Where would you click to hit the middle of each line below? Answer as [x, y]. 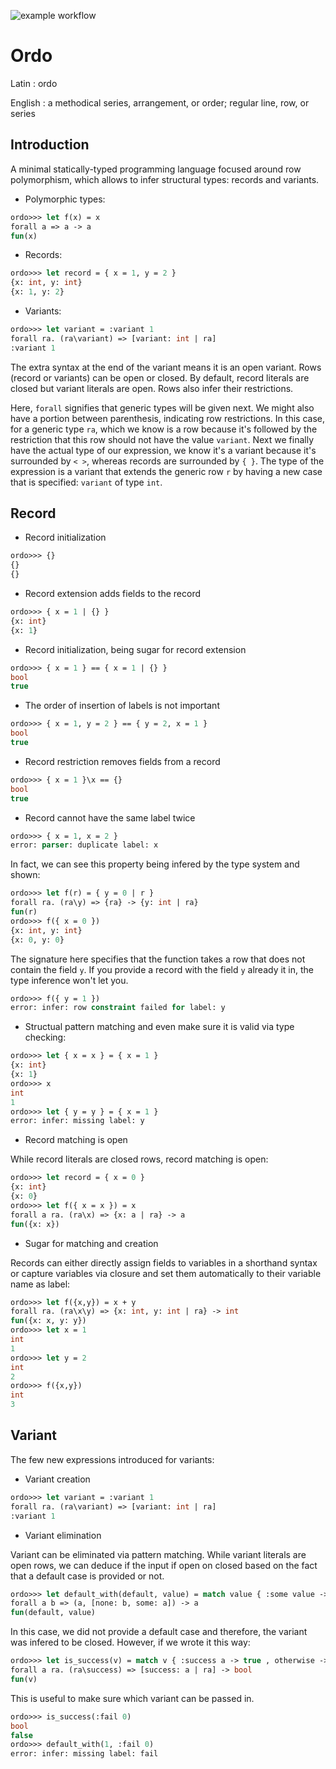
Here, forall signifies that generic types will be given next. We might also [162, 407]
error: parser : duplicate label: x [84, 845]
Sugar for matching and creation [91, 1243]
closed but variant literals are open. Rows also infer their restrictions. [152, 388]
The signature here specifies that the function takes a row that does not [158, 959]
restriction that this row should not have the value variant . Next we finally [162, 439]
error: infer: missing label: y [77, 1121]
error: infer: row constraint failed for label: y [118, 1008]
